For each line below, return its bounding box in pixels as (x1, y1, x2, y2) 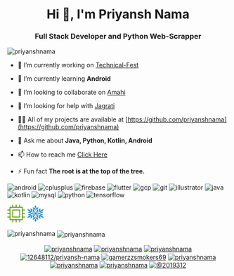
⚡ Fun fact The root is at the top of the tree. (17, 167, 145, 176)
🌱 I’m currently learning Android (17, 74, 111, 83)
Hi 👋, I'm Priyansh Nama (46, 6, 190, 22)
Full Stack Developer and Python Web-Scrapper (34, 32, 202, 41)
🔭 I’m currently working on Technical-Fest (17, 61, 139, 70)
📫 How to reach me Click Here (17, 150, 108, 159)
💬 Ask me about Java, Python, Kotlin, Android (17, 136, 152, 145)
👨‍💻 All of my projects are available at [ (17, 115, 128, 124)
